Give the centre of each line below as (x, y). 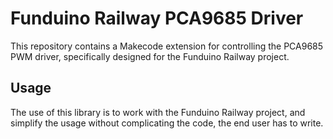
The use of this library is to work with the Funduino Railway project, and (158, 112)
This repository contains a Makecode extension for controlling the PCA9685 (167, 46)
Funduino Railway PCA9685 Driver (157, 18)
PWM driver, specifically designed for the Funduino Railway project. (150, 56)
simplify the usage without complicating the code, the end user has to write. (167, 123)
